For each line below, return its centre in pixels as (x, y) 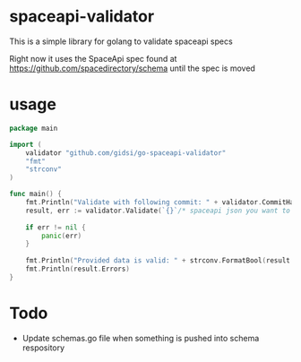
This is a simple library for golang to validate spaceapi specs (121, 41)
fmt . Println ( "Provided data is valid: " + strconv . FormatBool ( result (158, 261)
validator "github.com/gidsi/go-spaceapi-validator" (126, 153)
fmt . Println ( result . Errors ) (77, 269)
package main (34, 128)
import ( (26, 144)
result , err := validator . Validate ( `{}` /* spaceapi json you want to (158, 211)
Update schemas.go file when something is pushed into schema (141, 338)
